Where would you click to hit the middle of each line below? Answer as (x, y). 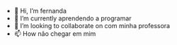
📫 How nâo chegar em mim (55, 34)
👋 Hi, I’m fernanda (40, 11)
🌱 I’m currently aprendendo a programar (73, 18)
